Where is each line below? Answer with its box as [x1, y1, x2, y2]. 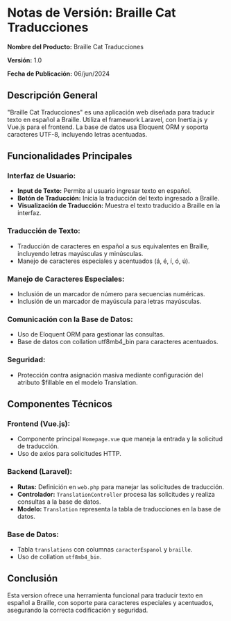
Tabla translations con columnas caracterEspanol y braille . [17, 545, 193, 553]
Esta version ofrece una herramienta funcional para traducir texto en [7, 591, 203, 599]
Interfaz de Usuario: [7, 171, 76, 181]
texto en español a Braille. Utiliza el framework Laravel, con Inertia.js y [7, 115, 208, 124]
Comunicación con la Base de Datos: [7, 314, 133, 324]
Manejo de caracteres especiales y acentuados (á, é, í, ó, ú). [17, 257, 191, 265]
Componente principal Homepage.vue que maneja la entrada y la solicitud [17, 435, 223, 443]
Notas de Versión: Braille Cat [7, 5, 176, 21]
